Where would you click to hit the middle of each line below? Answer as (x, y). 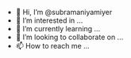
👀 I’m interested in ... (49, 20)
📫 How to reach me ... (52, 46)
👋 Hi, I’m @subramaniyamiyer (64, 12)
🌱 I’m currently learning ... (58, 29)
